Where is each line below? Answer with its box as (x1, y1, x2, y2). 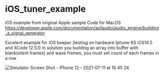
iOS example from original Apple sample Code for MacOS (5, 20, 121, 25)
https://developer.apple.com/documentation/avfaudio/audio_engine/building (5, 25, 159, 30)
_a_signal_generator (5, 30, 46, 36)
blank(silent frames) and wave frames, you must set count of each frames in (5, 50, 159, 56)
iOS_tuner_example (5, 3, 86, 15)
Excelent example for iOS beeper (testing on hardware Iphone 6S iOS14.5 (5, 39, 153, 45)
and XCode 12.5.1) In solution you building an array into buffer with (5, 45, 139, 50)
